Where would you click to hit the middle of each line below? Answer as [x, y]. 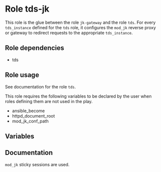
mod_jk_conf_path [30, 121]
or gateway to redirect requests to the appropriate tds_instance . [69, 33]
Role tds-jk [27, 9]
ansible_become [28, 111]
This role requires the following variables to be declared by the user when [78, 96]
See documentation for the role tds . [41, 86]
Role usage [22, 75]
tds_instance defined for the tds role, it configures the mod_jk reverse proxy [80, 27]
